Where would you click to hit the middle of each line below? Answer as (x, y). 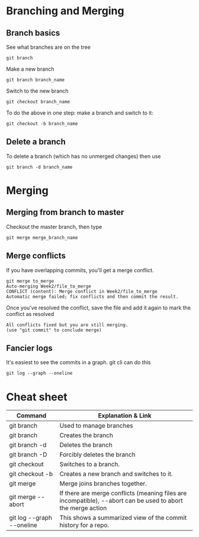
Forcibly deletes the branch (98, 454)
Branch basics (33, 33)
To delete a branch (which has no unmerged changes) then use (84, 156)
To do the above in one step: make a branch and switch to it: (80, 113)
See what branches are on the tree (48, 47)
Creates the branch (86, 435)
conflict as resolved (30, 314)
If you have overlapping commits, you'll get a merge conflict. (80, 270)
